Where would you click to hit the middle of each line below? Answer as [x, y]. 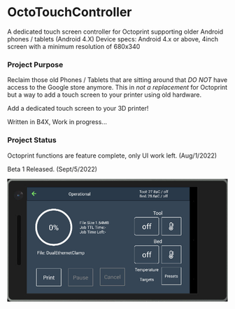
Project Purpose [35, 64]
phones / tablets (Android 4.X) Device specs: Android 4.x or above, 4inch [113, 39]
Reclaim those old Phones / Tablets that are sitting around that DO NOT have [117, 80]
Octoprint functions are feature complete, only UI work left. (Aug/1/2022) [112, 156]
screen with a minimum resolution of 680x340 [74, 46]
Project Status [32, 140]
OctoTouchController [70, 12]
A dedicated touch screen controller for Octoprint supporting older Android [115, 32]
